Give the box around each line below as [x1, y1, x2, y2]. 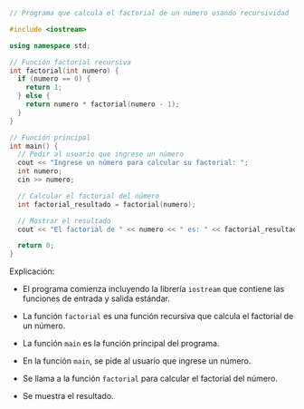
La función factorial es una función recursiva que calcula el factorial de [22, 311, 294, 322]
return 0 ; [17, 241, 54, 250]
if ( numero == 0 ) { [17, 74, 91, 83]
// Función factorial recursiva [9, 57, 131, 67]
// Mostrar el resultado [17, 216, 111, 226]
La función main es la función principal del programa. [22, 338, 220, 349]
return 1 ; [25, 83, 63, 93]
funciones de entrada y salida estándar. [22, 293, 170, 304]
